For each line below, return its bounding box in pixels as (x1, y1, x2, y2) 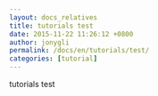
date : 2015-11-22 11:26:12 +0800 (9, 29, 134, 38)
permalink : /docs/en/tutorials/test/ (9, 46, 150, 55)
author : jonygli (9, 37, 70, 47)
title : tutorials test (9, 21, 94, 30)
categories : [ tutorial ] (9, 54, 98, 63)
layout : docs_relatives (9, 12, 98, 22)
